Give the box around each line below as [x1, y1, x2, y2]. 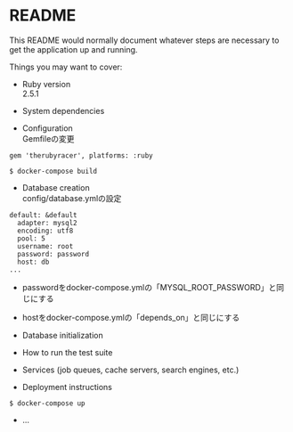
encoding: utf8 [17, 226, 74, 235]
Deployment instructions [21, 381, 113, 392]
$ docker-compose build [9, 167, 98, 175]
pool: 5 [17, 233, 46, 243]
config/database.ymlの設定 [21, 192, 122, 203]
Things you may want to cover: [9, 61, 123, 72]
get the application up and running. [9, 44, 138, 54]
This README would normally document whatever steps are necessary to [9, 35, 280, 45]
